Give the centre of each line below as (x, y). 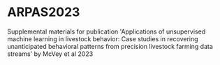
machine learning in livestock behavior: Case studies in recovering (103, 38)
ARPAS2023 (44, 12)
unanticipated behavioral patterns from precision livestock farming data (110, 46)
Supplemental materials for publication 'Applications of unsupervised (107, 31)
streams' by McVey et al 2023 (50, 54)
